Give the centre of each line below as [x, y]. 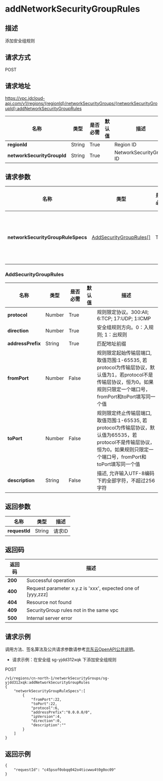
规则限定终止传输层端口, [124, 413]
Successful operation [51, 581]
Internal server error [49, 618]
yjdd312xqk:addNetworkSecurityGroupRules [48, 683]
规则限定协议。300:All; [123, 312]
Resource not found [49, 602]
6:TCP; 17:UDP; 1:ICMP [124, 318]
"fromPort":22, [46, 700]
